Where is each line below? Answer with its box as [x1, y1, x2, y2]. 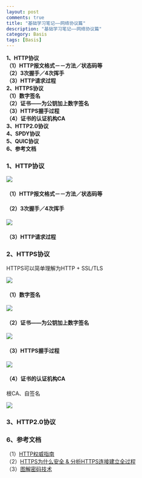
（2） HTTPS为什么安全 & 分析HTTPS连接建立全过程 [6, 458, 136, 465]
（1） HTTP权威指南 [6, 450, 55, 457]
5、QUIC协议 [6, 137, 39, 145]
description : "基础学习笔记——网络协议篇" [6, 25, 102, 32]
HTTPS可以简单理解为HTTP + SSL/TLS [6, 264, 103, 272]
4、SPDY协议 [6, 130, 40, 137]
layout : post [6, 8, 39, 15]
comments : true [6, 15, 45, 21]
